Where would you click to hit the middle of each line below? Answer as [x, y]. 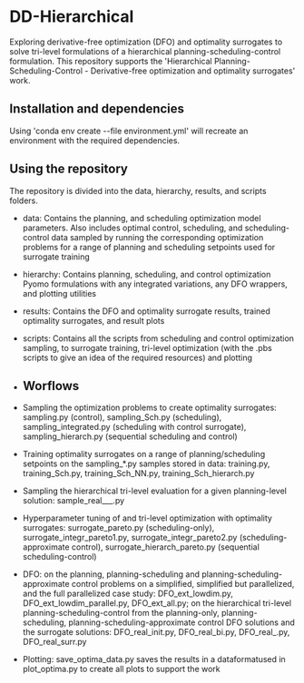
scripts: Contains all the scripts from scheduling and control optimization [158, 338]
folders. [24, 200]
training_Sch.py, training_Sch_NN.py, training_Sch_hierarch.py [138, 473]
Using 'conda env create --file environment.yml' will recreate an [129, 131]
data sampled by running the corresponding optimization [157, 237]
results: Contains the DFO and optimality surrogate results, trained [146, 311]
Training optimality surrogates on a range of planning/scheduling [144, 454]
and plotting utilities [59, 293]
